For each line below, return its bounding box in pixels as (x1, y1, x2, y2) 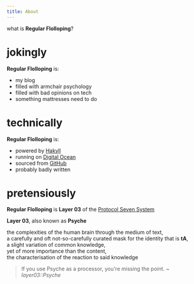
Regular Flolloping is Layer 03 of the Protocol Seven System (6, 206, 155, 213)
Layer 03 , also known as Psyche (6, 217, 87, 224)
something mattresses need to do (15, 95, 97, 102)
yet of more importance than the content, (6, 247, 107, 254)
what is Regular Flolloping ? (6, 25, 74, 32)
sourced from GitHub (15, 159, 67, 167)
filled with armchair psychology (15, 83, 92, 90)
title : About (6, 8, 39, 15)
